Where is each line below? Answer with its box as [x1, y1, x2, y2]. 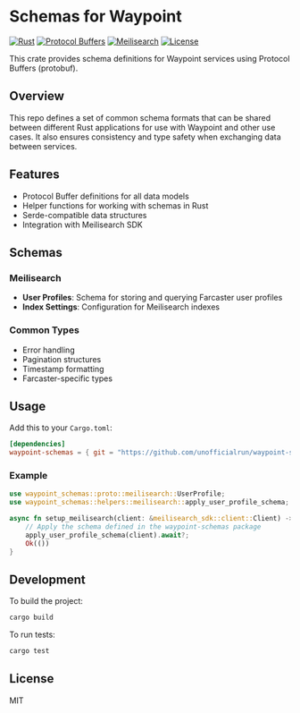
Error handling [21, 344, 75, 355]
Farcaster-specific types [21, 373, 113, 384]
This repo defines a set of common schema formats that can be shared [9, 112, 271, 123]
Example [9, 470, 48, 482]
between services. [9, 140, 78, 151]
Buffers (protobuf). [9, 63, 79, 73]
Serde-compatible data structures [21, 209, 147, 220]
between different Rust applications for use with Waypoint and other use [9, 122, 276, 132]
